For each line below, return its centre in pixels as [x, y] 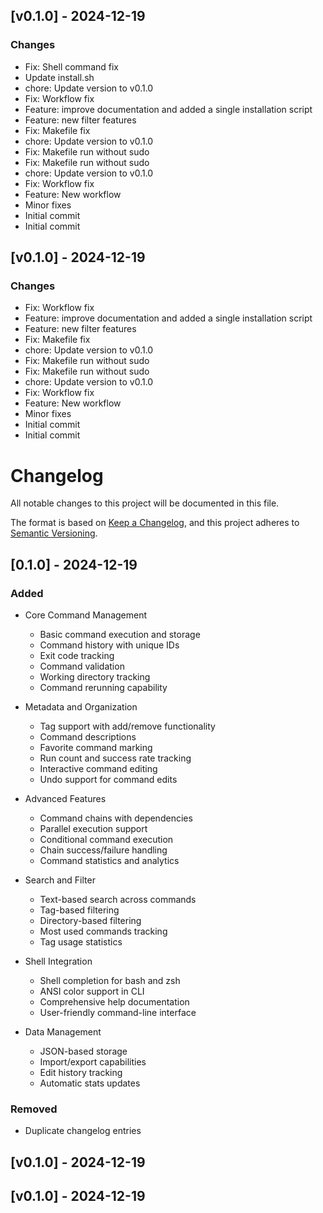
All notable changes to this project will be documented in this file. [145, 503]
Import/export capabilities [93, 1062]
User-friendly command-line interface [118, 1012]
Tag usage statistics [81, 942]
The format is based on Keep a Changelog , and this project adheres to [155, 523]
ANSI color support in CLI [92, 991]
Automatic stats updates [90, 1083]
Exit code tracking [77, 655]
